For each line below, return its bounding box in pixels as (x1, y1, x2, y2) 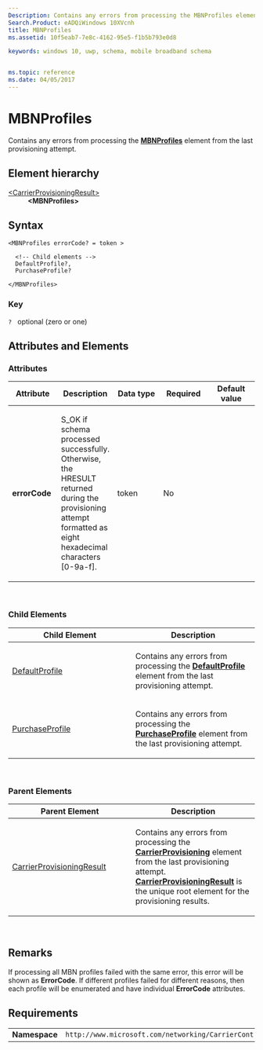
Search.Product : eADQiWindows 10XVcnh (8, 19, 135, 27)
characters (61, 551, 101, 562)
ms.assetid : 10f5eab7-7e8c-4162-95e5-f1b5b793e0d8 (8, 33, 177, 42)
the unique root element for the (135, 886, 250, 897)
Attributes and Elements (8, 339, 129, 353)
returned (61, 483, 93, 494)
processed (61, 434, 100, 445)
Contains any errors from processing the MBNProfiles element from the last (8, 135, 254, 145)
